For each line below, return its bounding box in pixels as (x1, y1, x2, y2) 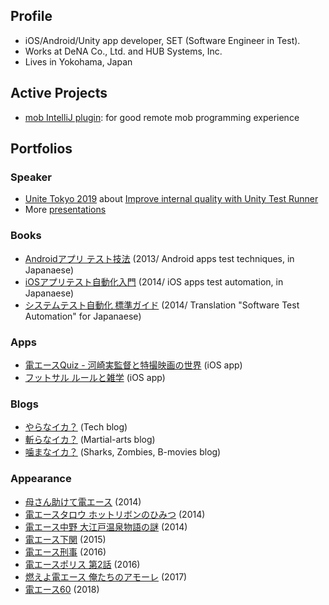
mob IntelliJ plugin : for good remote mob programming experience (24, 111, 300, 123)
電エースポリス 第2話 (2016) (24, 558, 141, 570)
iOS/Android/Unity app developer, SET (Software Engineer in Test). (24, 34, 301, 46)
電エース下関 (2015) (24, 533, 107, 545)
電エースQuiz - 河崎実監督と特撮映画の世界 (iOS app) (24, 359, 243, 371)
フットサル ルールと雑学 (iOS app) (24, 371, 166, 383)
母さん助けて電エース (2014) (24, 495, 142, 508)
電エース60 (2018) (24, 583, 100, 595)
